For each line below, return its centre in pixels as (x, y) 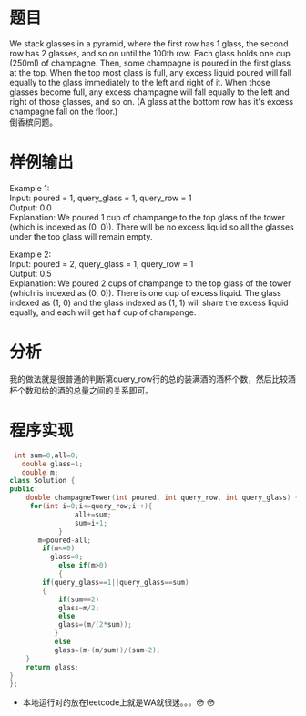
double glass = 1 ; (52, 464)
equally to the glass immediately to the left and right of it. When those (140, 82)
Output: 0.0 (31, 207)
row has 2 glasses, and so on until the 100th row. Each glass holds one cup (150, 53)
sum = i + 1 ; (91, 523)
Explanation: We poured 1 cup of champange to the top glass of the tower (147, 217)
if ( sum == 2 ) (79, 599)
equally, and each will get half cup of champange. (103, 312)
